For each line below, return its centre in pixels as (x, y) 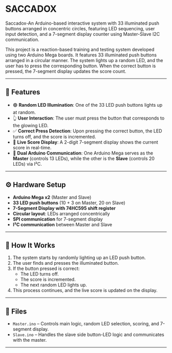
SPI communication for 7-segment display (58, 219)
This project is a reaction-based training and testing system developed (80, 49)
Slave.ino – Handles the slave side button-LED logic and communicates (89, 335)
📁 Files (16, 311)
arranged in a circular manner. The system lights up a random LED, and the (84, 60)
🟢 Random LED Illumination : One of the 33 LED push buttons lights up (88, 105)
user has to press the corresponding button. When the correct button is (81, 66)
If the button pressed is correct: (46, 269)
